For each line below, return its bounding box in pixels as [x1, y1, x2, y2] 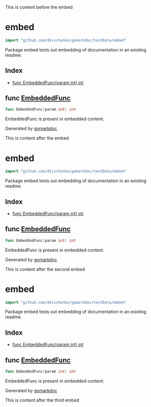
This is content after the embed [5, 135, 69, 141]
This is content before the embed [5, 4, 73, 10]
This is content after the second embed [5, 266, 85, 272]
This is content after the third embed [5, 397, 79, 403]
